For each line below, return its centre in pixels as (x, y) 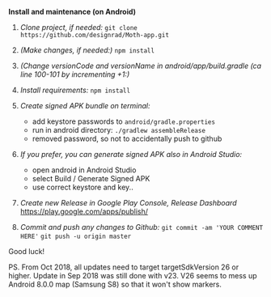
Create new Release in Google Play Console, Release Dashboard (128, 203)
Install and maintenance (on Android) (72, 12)
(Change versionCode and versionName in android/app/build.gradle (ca (140, 66)
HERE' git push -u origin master (76, 236)
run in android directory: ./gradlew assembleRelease (119, 130)
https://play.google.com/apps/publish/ (84, 211)
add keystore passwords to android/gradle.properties (124, 121)
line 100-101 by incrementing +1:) (75, 74)
